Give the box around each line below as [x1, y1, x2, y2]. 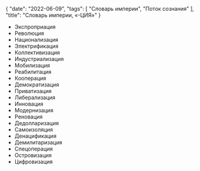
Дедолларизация [14, 120, 59, 126]
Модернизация [14, 107, 54, 114]
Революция [14, 30, 45, 37]
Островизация [14, 152, 52, 159]
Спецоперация [14, 145, 53, 152]
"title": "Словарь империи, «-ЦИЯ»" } [5, 11, 101, 19]
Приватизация [14, 88, 52, 94]
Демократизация [14, 81, 59, 88]
